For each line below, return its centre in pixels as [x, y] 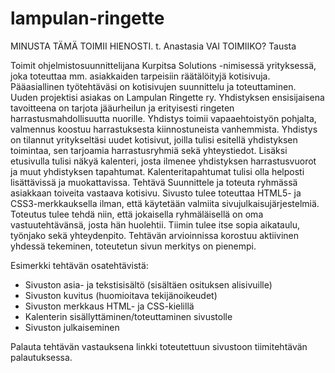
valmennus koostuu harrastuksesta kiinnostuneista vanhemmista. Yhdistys [164, 129]
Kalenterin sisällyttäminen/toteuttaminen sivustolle [128, 316]
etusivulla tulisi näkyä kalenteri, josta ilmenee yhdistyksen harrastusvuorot [163, 161]
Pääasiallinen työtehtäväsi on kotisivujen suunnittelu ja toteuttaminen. [153, 86]
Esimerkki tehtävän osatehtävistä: [79, 265]
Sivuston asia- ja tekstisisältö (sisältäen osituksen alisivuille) [148, 284]
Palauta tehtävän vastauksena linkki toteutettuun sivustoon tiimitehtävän [159, 346]
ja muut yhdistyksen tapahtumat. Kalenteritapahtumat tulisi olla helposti [157, 171]
